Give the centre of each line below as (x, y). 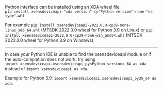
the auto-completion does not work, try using (50, 59)
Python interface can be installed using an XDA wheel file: (63, 7)
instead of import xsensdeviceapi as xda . (47, 69)
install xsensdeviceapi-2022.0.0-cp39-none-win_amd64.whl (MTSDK (74, 35)
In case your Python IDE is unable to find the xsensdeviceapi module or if (78, 54)
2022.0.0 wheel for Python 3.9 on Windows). (50, 40)
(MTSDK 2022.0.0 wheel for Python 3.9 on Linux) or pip (97, 30)
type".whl (15, 16)
